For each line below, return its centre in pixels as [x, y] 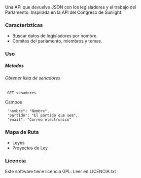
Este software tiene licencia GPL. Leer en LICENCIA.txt [61, 172]
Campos [14, 102]
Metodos [15, 66]
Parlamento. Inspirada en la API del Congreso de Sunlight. [64, 12]
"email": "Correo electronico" [39, 120]
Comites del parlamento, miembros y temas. [57, 41]
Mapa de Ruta [22, 132]
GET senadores [22, 93]
